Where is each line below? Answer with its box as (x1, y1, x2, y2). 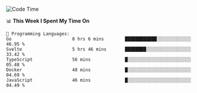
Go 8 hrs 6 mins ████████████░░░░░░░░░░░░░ (6, 36, 192, 42)
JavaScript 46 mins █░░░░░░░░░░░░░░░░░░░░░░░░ (6, 77, 192, 83)
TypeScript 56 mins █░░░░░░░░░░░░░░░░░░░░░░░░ (6, 57, 192, 62)
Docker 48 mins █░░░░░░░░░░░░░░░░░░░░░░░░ (6, 67, 192, 73)
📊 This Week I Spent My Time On (6, 18, 90, 24)
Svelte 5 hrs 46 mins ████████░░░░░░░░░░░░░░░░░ (6, 46, 192, 52)
